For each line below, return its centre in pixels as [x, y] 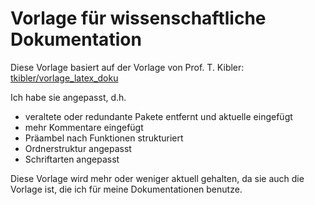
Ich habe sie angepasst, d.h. [68, 97]
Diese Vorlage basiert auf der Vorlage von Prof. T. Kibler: [127, 67]
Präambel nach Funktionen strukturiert [104, 138]
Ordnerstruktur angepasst [78, 148]
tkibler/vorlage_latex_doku [64, 78]
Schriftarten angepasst [72, 159]
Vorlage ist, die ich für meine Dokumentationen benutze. [126, 189]
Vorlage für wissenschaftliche [138, 18]
